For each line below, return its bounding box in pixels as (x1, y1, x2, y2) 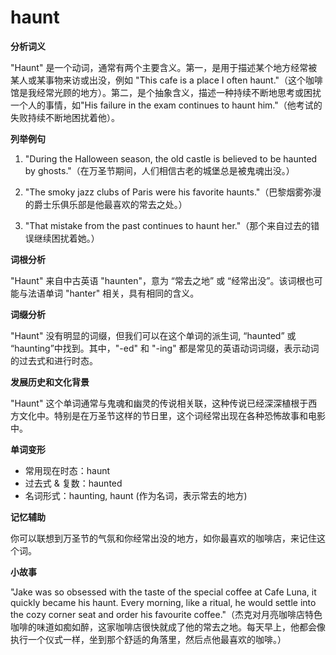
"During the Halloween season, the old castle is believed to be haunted (24, 152, 318, 165)
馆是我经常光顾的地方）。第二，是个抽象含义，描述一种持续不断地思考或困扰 (10, 86, 322, 98)
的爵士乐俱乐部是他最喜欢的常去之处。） (24, 198, 188, 210)
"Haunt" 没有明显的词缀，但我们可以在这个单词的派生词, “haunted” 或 (10, 329, 297, 341)
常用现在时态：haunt (24, 464, 111, 476)
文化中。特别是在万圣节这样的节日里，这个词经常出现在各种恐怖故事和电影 (18, 409, 326, 421)
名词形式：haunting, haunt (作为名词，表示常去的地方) (24, 489, 248, 501)
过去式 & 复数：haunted (24, 477, 123, 489)
